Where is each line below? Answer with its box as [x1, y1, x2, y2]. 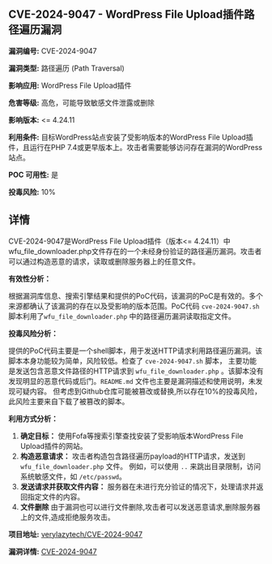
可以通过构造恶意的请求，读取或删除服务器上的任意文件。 [8, 256, 200, 266]
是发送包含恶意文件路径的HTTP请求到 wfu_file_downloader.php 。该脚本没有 [8, 366, 264, 376]
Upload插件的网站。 [19, 441, 87, 450]
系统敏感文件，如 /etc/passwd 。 [19, 471, 127, 481]
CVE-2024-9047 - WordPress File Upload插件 [8, 7, 244, 22]
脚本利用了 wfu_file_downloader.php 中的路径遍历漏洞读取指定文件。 [8, 311, 236, 321]
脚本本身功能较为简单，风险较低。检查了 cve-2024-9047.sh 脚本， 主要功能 [8, 355, 257, 365]
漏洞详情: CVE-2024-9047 [8, 546, 97, 556]
